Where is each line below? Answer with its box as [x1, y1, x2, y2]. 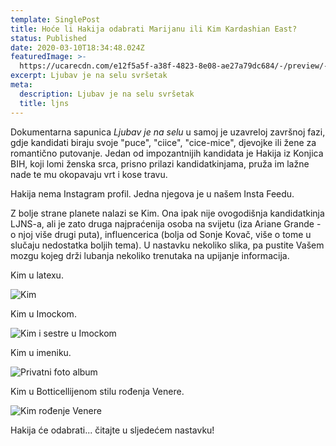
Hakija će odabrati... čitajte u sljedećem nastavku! [10, 424, 215, 436]
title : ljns [19, 98, 70, 108]
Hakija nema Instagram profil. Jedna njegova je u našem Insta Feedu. [10, 187, 295, 200]
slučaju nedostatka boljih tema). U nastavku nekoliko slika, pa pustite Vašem [10, 239, 325, 251]
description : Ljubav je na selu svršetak [19, 89, 195, 99]
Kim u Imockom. [10, 307, 77, 320]
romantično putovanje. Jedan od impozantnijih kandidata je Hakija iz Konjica [10, 147, 324, 159]
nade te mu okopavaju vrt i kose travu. [10, 168, 168, 180]
